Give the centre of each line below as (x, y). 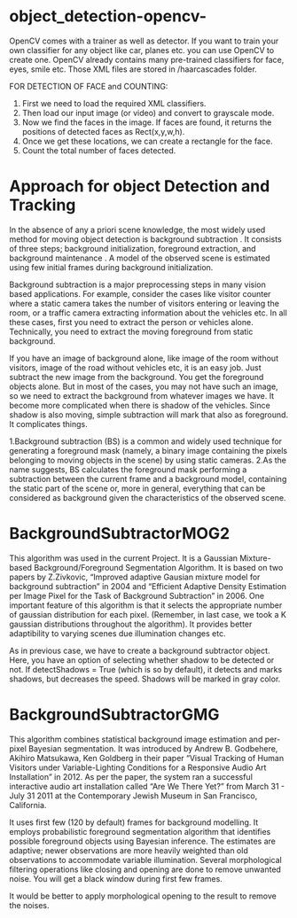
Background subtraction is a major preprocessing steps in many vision (137, 284)
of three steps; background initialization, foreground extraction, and (133, 248)
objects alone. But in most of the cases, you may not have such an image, (144, 386)
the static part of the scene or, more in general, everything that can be (137, 488)
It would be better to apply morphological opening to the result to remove (143, 896)
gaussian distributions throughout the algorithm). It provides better (131, 624)
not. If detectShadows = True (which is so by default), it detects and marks (146, 669)
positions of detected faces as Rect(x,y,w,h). (103, 131)
